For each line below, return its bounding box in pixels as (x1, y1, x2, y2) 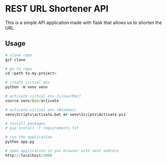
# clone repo (5, 52, 32, 57)
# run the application (5, 134, 52, 140)
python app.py (5, 139, 35, 144)
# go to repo (5, 66, 32, 71)
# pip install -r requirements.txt (5, 125, 79, 130)
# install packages (5, 121, 46, 126)
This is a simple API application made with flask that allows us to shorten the (5, 19, 162, 25)
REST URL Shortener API (5, 3, 109, 14)
